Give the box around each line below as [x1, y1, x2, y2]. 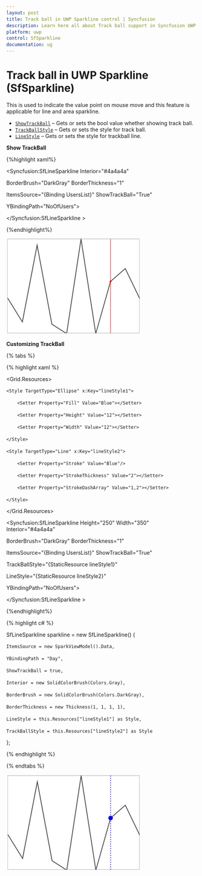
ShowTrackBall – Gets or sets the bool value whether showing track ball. [15, 119, 194, 126]
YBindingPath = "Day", [6, 655, 64, 662]
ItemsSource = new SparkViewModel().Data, [6, 643, 115, 650]
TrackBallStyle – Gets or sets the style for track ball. [15, 126, 146, 133]
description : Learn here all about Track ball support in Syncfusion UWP [6, 22, 197, 28]
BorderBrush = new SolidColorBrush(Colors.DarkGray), [6, 691, 145, 698]
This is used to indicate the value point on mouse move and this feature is [6, 101, 190, 108]
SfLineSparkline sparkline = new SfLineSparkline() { [6, 631, 135, 638]
